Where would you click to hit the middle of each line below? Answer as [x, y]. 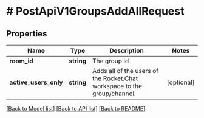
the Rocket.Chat [115, 78]
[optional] [181, 82]
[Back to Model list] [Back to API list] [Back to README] [76, 109]
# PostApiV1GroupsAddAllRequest [95, 11]
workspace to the [117, 86]
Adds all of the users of [125, 71]
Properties [27, 34]
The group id [110, 61]
